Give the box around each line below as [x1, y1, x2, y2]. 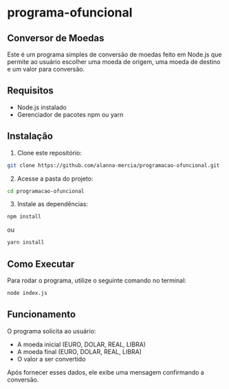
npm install [7, 213, 41, 221]
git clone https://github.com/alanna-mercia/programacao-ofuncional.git [7, 162, 220, 169]
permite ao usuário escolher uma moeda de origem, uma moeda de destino [7, 58, 221, 66]
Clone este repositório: [17, 148, 83, 157]
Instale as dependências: [17, 200, 88, 208]
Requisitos [7, 85, 54, 97]
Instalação [7, 131, 54, 142]
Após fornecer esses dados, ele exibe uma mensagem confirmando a [7, 368, 204, 376]
